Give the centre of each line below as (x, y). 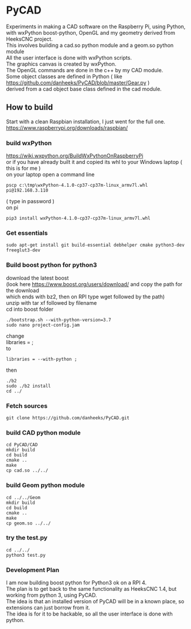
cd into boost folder (30, 309)
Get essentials (27, 233)
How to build (30, 107)
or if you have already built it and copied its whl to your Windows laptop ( (94, 162)
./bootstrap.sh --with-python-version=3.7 (59, 320)
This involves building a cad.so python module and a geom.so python (90, 45)
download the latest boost (37, 278)
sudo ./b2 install (28, 386)
